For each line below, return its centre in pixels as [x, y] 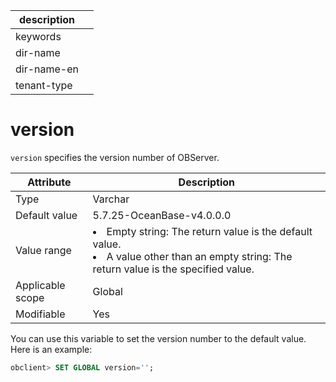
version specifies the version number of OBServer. [115, 157]
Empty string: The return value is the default [209, 231]
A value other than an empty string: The [199, 256]
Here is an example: [51, 349]
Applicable [40, 285]
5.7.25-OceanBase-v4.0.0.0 [162, 215]
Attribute [49, 182]
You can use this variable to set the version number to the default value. [158, 338]
